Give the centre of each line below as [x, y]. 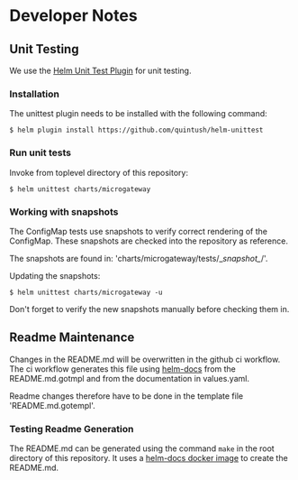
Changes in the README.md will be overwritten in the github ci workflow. [145, 359]
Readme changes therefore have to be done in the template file [126, 396]
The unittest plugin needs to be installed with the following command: [138, 114]
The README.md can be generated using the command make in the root [142, 448]
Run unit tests [41, 152]
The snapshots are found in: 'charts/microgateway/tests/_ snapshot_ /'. [139, 258]
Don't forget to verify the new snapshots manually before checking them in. [149, 309]
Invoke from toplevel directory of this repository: [99, 172]
